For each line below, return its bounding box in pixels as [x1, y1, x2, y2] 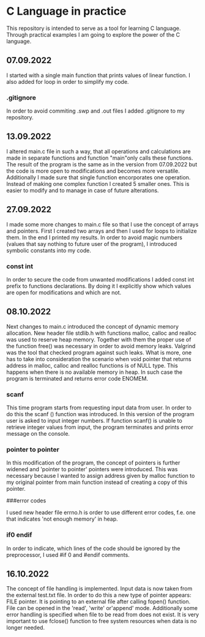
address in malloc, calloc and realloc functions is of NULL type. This [6, 362, 179, 369]
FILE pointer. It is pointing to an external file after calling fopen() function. [6, 598, 191, 605]
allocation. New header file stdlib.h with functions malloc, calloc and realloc [6, 329, 197, 337]
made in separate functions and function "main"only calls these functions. [6, 154, 193, 162]
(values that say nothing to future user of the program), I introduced [6, 240, 177, 247]
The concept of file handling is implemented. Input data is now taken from [6, 585, 193, 592]
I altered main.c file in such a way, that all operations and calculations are [6, 147, 191, 155]
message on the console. [6, 430, 70, 438]
